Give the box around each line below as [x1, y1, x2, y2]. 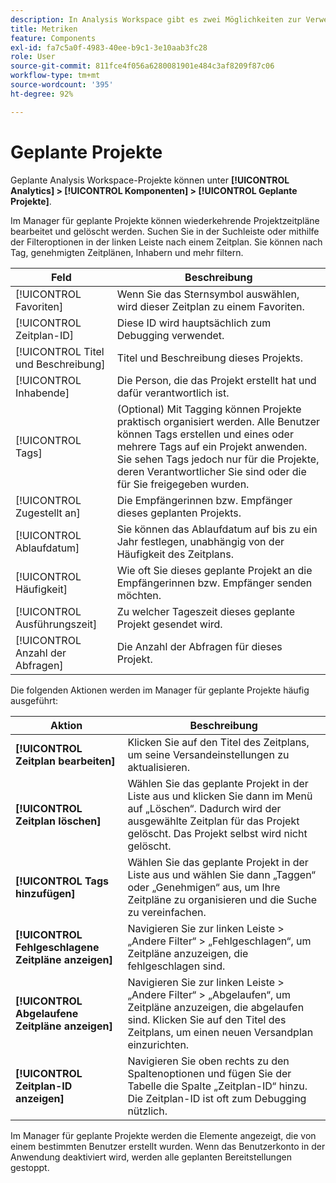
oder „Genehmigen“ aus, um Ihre [127, 880, 281, 894]
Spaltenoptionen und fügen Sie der [127, 1066, 292, 1080]
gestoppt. [10, 1161, 50, 1173]
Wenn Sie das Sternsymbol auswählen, [116, 287, 300, 301]
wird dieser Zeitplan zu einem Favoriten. [116, 299, 305, 313]
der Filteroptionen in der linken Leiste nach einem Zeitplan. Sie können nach [10, 236, 323, 248]
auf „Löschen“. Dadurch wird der [127, 801, 282, 815]
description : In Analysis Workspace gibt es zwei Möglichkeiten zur [10, 14, 302, 25]
